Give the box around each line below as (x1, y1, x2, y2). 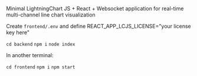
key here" (6, 29, 30, 36)
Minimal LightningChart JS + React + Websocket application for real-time (6, 5, 184, 12)
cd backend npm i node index (6, 41, 75, 47)
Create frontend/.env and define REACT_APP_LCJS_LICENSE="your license (6, 23, 192, 29)
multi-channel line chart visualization (6, 11, 96, 18)
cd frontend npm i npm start (6, 64, 75, 70)
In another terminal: (6, 52, 54, 58)
